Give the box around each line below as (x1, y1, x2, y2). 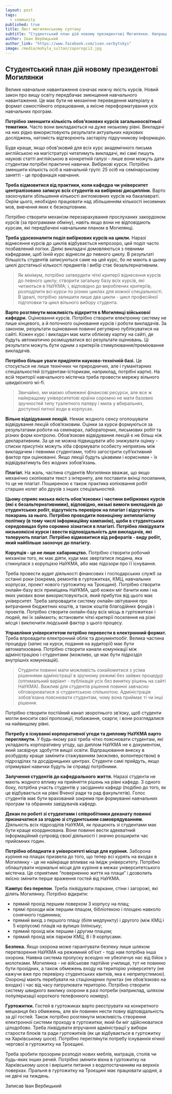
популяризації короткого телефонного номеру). (5, 993, 110, 999)
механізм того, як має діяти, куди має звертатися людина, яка (5, 555, 142, 561)
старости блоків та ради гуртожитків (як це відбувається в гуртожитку (5, 1030, 161, 1036)
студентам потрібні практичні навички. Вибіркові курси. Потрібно (5, 161, 149, 167)
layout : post (5, 7, 33, 13)
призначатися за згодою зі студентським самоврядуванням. (5, 816, 143, 822)
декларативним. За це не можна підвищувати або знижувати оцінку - (5, 438, 158, 444)
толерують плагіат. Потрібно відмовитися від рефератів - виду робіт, (5, 534, 161, 540)
